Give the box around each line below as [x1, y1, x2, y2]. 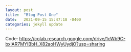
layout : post [5, 7, 33, 13]
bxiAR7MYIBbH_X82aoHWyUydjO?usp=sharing [5, 41, 105, 47]
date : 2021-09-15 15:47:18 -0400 [5, 17, 81, 22]
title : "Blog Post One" [5, 12, 58, 17]
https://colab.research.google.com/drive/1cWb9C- [19, 36, 126, 42]
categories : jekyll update [5, 21, 63, 27]
